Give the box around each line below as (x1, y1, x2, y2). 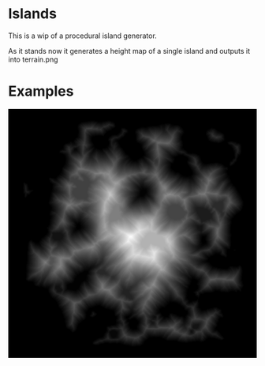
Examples (8, 82, 74, 100)
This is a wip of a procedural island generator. (8, 31, 158, 40)
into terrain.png (8, 55, 58, 64)
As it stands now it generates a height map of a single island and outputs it (8, 46, 251, 55)
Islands (8, 5, 58, 23)
